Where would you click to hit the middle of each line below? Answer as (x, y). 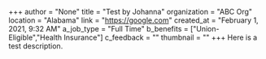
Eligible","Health (35, 37)
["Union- (205, 29)
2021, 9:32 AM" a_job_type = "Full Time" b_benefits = (98, 29)
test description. (36, 46)
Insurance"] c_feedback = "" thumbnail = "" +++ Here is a (161, 37)
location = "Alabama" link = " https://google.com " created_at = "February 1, (133, 20)
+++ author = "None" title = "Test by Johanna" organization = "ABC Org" (131, 12)
